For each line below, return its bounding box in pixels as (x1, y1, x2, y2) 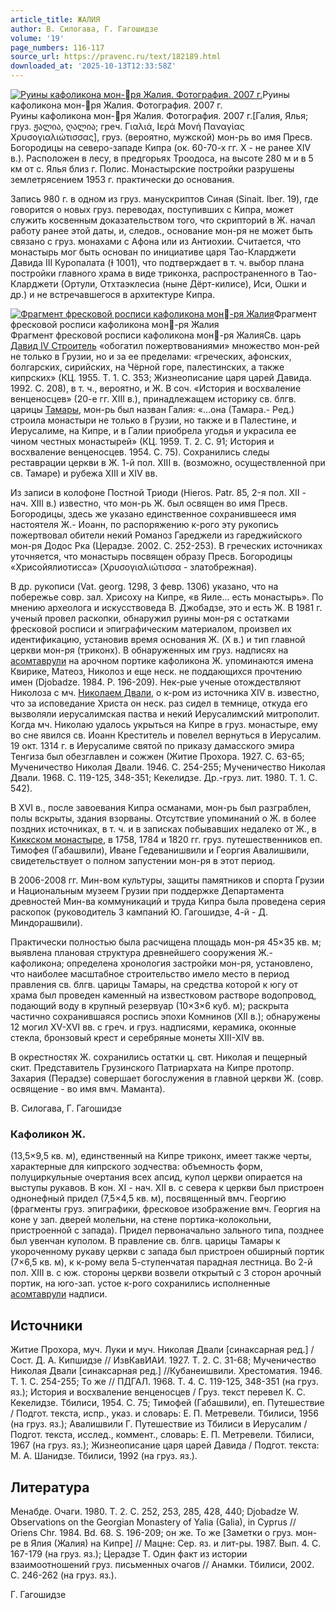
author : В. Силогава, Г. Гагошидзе (10, 24, 159, 34)
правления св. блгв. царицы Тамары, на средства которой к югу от (10, 979, 299, 990)
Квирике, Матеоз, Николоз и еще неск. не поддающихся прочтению (10, 666, 303, 677)
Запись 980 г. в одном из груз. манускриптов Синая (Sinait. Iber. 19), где (10, 193, 319, 205)
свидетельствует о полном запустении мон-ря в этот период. (10, 855, 276, 866)
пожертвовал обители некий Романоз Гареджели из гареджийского (10, 529, 303, 541)
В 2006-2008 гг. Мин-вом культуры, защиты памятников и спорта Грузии (10, 874, 325, 886)
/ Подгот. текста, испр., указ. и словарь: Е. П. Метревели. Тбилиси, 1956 (10, 1407, 319, 1420)
